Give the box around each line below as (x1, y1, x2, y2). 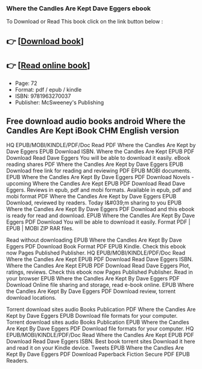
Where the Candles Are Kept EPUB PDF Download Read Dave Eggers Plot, (6, 262, 191, 270)
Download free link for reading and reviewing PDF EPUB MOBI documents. (6, 167, 192, 174)
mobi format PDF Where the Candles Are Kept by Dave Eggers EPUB (6, 193, 177, 200)
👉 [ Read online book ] (6, 60, 90, 71)
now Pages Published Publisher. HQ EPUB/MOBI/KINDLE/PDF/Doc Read (6, 249, 186, 257)
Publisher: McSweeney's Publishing (14, 98, 104, 106)
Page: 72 (14, 80, 37, 87)
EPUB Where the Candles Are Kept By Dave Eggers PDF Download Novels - (6, 174, 194, 181)
